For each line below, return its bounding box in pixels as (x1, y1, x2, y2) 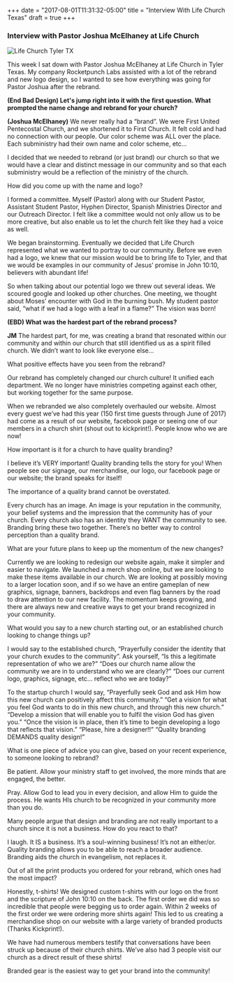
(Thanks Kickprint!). (7, 925, 64, 933)
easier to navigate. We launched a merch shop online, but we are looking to (7, 566, 224, 574)
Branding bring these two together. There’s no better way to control (7, 524, 201, 532)
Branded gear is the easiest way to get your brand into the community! (7, 967, 211, 975)
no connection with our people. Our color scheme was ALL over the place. (7, 132, 221, 141)
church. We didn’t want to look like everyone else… (7, 346, 154, 355)
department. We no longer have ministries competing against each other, (7, 381, 217, 390)
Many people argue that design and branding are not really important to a (7, 817, 219, 826)
